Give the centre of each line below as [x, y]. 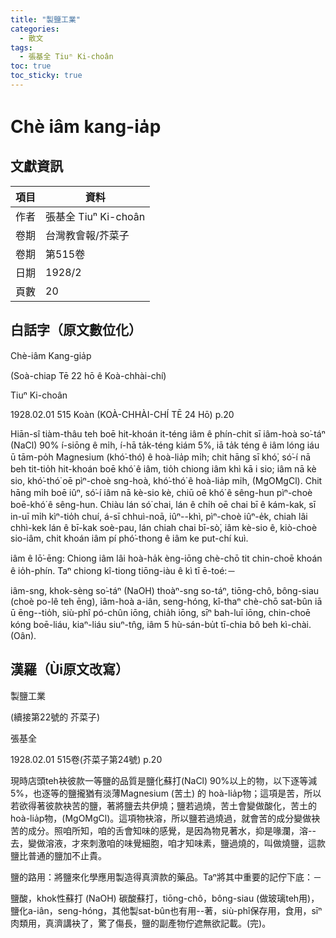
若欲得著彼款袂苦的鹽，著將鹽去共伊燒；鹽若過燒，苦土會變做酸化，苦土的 [163, 805]
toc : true [31, 66]
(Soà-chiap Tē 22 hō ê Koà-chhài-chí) [88, 375]
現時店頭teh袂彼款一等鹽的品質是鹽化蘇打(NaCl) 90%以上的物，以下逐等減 [164, 780]
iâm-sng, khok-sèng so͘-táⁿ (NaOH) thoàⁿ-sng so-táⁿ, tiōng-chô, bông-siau [165, 590]
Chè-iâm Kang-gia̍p [51, 355]
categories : [35, 29]
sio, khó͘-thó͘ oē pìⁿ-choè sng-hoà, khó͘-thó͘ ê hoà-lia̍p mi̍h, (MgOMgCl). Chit [166, 480]
